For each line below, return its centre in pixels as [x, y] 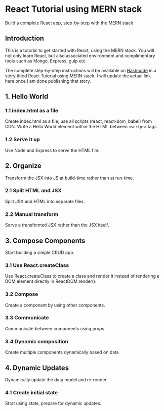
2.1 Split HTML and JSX [33, 191]
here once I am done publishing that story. [48, 81]
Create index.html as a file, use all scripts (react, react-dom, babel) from [79, 121]
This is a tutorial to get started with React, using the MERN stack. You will [80, 50]
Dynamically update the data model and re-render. [56, 379]
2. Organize [23, 166]
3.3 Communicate [27, 318]
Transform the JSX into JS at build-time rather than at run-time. [70, 178]
